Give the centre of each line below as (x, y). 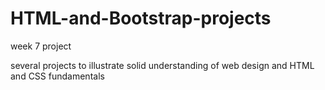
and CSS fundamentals (57, 76)
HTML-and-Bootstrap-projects (141, 18)
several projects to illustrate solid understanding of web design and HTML (162, 65)
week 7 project (41, 46)
